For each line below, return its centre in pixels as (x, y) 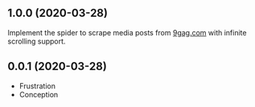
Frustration (37, 86)
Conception (39, 94)
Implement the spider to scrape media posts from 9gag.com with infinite (127, 32)
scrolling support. (37, 41)
